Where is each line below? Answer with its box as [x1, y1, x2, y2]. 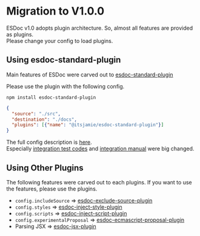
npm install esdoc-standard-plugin [6, 94, 96, 101]
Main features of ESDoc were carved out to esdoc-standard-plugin [6, 71, 174, 78]
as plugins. [6, 30, 34, 38]
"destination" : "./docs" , [12, 116, 78, 123]
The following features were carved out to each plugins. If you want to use [6, 178, 192, 186]
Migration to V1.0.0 [6, 4, 105, 18]
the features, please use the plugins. [6, 185, 98, 192]
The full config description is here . [6, 138, 92, 146]
